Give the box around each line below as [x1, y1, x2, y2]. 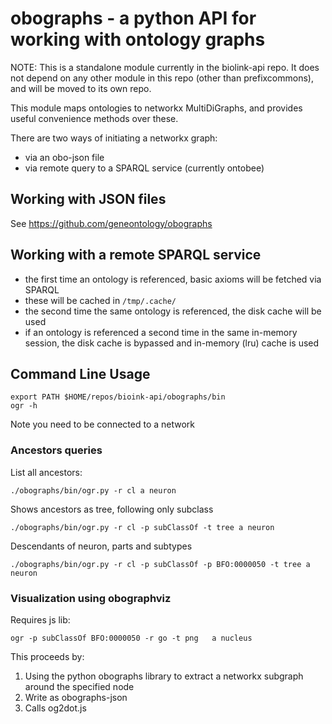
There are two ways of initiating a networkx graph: [10, 132, 218, 144]
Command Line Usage [10, 365, 151, 382]
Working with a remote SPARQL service [10, 247, 262, 264]
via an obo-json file [24, 151, 105, 163]
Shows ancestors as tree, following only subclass [10, 503, 214, 515]
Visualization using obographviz [10, 591, 172, 605]
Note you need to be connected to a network [10, 418, 196, 431]
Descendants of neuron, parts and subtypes [10, 540, 193, 552]
